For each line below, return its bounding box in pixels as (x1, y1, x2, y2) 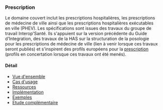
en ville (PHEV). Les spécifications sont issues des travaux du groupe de (5, 25, 152, 31)
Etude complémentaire (12, 99, 58, 105)
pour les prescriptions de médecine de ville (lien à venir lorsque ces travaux (5, 41, 158, 47)
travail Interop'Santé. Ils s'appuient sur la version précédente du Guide (5, 31, 147, 37)
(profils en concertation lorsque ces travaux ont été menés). (5, 51, 126, 57)
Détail (5, 63, 18, 68)
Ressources (12, 84, 36, 89)
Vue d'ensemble (12, 73, 46, 79)
